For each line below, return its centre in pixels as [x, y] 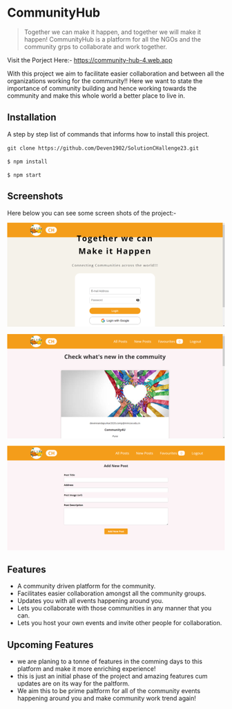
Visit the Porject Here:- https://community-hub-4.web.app [90, 60]
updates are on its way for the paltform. [73, 683]
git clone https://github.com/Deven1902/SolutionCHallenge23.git [103, 148]
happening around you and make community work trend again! [107, 699]
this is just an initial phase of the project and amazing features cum [113, 676]
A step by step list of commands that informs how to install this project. [108, 134]
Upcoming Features [50, 645]
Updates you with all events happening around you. [90, 601]
